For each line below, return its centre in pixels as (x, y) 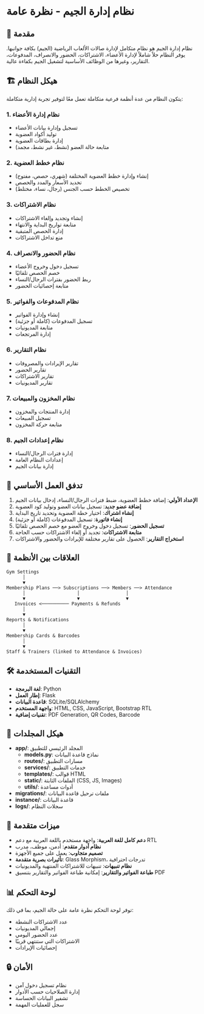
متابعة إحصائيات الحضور (42, 286)
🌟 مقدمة (21, 34)
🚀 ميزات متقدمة (33, 825)
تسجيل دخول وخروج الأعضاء (47, 266)
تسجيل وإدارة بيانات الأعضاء (46, 128)
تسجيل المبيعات (33, 418)
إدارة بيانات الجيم (34, 466)
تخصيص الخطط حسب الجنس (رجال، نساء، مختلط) (73, 189)
